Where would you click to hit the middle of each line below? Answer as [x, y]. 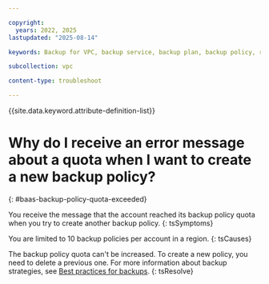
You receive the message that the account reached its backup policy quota [132, 214]
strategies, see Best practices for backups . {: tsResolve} [101, 271]
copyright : [26, 22]
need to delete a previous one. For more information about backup [118, 262]
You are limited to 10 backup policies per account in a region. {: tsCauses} [130, 238]
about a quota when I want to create [130, 160]
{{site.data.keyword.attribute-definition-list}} [82, 110]
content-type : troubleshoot [55, 81]
